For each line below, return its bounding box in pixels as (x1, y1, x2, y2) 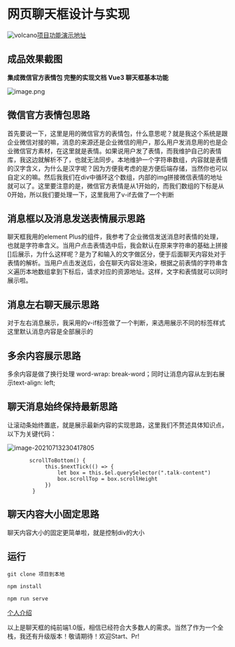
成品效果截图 (7, 53, 63, 65)
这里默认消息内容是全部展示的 (7, 327, 93, 336)
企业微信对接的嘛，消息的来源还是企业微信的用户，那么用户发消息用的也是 (7, 138, 222, 146)
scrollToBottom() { (29, 457, 86, 464)
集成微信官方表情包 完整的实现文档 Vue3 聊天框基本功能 (7, 73, 169, 81)
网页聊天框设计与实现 (7, 6, 131, 22)
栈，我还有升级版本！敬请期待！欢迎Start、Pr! (7, 632, 140, 641)
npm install (7, 583, 42, 590)
